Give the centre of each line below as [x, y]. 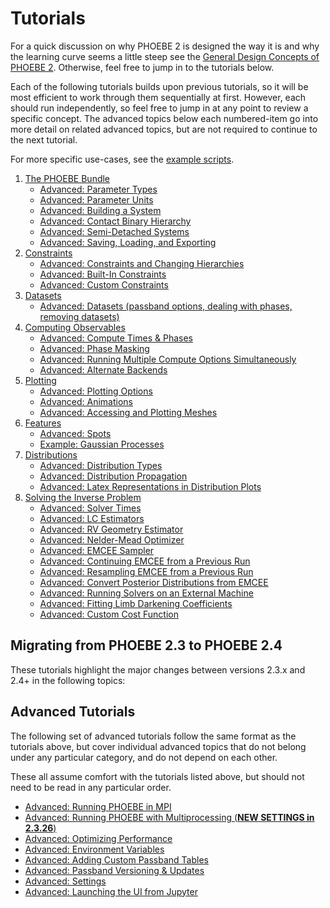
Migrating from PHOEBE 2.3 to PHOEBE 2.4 [146, 645]
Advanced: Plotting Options [96, 391]
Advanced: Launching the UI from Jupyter [111, 891]
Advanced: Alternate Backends [103, 369]
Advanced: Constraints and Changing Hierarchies [142, 263]
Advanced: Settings [65, 881]
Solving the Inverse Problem [83, 497]
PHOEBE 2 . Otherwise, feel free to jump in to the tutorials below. [142, 67]
